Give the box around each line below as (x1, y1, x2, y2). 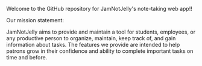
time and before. (6, 54, 48, 61)
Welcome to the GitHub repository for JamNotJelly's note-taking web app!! (6, 5, 193, 12)
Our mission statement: (6, 17, 65, 23)
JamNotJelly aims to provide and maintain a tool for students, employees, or (6, 28, 196, 35)
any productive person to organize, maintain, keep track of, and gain (6, 35, 176, 41)
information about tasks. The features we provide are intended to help (6, 41, 180, 48)
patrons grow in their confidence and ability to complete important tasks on (6, 47, 194, 55)
